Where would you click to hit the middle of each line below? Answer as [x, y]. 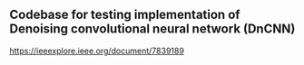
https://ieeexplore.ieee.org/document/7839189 [97, 51]
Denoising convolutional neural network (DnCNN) [152, 29]
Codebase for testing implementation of [125, 15]
